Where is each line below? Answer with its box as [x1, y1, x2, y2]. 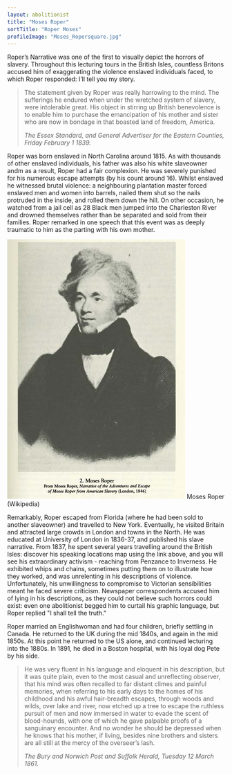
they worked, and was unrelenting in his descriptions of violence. [7, 572, 193, 581]
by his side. [7, 651, 40, 660]
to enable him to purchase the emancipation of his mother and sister [23, 111, 219, 119]
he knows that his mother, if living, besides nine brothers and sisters [23, 731, 219, 740]
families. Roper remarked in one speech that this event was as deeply [7, 218, 205, 226]
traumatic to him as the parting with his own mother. [7, 226, 155, 234]
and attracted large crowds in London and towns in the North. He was [7, 528, 205, 537]
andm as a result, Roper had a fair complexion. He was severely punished [7, 167, 216, 175]
